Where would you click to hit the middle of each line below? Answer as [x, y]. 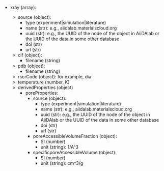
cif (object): [30, 55]
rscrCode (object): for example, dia [54, 77]
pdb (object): [31, 66]
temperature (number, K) [44, 82]
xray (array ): [23, 7]
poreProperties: [42, 93]
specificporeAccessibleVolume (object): [75, 152]
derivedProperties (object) [45, 88]
